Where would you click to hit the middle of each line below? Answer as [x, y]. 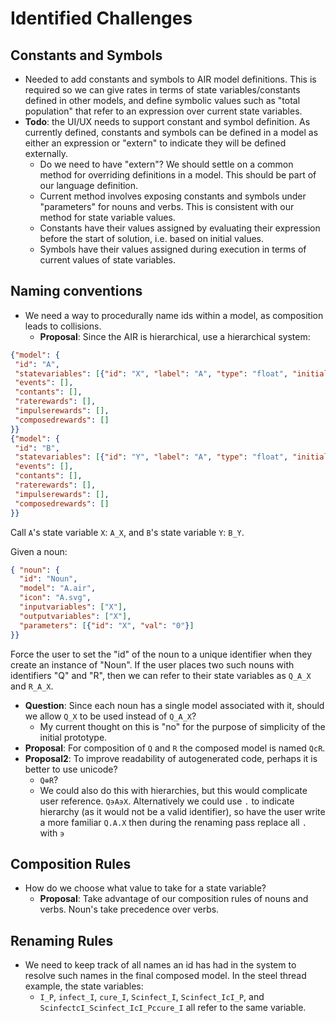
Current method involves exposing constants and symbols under [173, 196]
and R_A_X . [32, 686]
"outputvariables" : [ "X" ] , [75, 616]
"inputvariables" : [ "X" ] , [73, 607]
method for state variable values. [107, 217]
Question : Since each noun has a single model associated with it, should [174, 705]
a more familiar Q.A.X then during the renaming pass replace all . [173, 822]
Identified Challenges [101, 18]
